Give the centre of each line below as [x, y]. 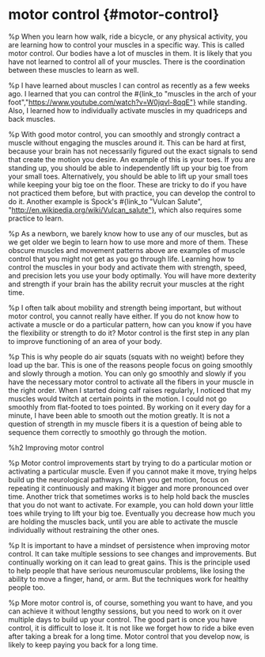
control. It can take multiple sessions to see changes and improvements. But [132, 553]
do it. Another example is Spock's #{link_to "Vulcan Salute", [106, 201]
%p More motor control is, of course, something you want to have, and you [131, 602]
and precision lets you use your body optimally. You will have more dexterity [132, 275]
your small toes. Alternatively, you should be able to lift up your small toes [128, 176]
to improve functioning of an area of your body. [85, 341]
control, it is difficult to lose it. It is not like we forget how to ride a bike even [131, 628]
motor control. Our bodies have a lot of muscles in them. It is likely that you [130, 53]
